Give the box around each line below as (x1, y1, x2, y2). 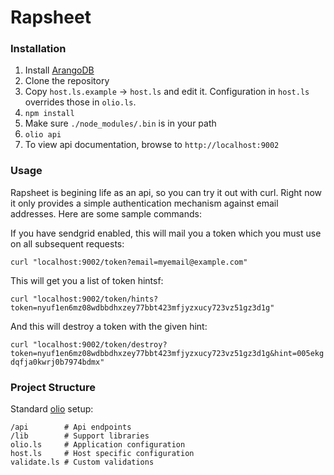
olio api (24, 130, 62, 140)
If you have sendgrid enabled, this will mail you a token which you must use (10, 227, 322, 239)
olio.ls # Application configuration (10, 440, 186, 450)
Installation (10, 42, 67, 56)
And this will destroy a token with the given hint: (10, 320, 208, 332)
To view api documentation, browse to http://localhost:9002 (24, 139, 280, 151)
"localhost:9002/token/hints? (32, 294, 159, 304)
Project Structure (10, 380, 96, 394)
